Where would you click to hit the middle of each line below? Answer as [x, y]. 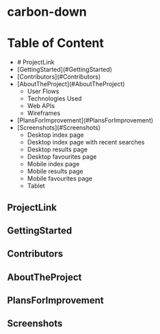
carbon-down [47, 12]
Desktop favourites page [62, 157]
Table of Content [56, 43]
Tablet [36, 186]
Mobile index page [53, 164]
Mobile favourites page [60, 179]
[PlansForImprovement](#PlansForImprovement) [85, 120]
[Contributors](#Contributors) [59, 77]
